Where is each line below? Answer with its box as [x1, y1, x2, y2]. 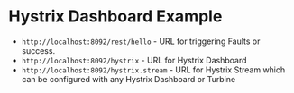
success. [21, 45, 56, 55]
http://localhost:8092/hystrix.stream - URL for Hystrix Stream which [21, 64, 286, 75]
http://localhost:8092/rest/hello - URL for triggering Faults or [21, 36, 261, 46]
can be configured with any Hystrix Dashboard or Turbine [21, 73, 236, 84]
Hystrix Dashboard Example [8, 6, 223, 27]
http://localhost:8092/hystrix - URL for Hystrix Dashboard [21, 55, 247, 65]
